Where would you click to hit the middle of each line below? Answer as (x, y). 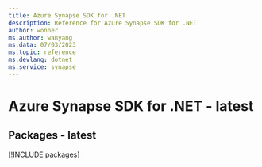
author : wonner (33, 30)
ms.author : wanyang (40, 38)
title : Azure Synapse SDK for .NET (67, 15)
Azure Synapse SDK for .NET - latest (131, 106)
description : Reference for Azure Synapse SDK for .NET (102, 23)
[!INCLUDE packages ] (44, 154)
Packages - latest (52, 135)
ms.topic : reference (42, 52)
